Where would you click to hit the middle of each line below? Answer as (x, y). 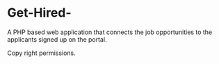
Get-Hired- (39, 13)
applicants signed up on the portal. (57, 39)
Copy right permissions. (42, 53)
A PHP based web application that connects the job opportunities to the (110, 32)
